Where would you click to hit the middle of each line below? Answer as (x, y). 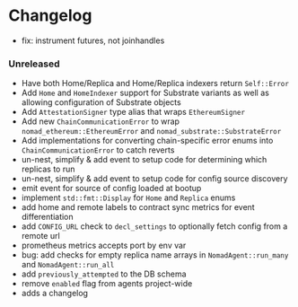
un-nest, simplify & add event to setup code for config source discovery (154, 179)
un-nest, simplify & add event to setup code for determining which (144, 160)
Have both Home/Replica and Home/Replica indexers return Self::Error (155, 83)
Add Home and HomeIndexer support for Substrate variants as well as (145, 93)
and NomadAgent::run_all (68, 265)
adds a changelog (55, 294)
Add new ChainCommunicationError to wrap (101, 121)
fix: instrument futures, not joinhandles (93, 40)
